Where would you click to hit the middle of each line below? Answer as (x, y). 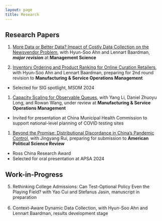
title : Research (22, 15)
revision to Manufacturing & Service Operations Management (77, 78)
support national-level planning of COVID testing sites (68, 123)
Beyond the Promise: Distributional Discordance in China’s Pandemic (83, 133)
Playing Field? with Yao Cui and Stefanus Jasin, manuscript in (76, 192)
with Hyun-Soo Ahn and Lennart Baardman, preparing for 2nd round (83, 73)
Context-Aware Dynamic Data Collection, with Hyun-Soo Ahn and (80, 208)
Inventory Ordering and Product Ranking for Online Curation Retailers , (85, 67)
